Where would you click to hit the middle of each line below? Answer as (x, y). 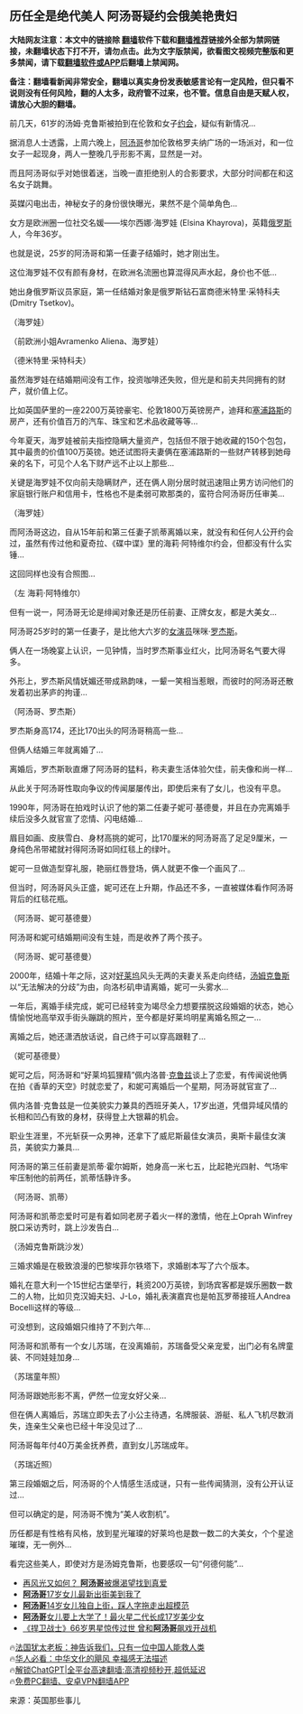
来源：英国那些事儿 (45, 1700)
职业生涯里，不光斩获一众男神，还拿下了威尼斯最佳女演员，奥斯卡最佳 (140, 1135)
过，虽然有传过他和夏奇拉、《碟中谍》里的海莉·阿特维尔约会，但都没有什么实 (151, 543)
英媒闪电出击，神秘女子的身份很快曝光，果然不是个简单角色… (124, 203)
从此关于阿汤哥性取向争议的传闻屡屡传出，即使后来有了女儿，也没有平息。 (147, 787)
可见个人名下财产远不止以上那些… (111, 462)
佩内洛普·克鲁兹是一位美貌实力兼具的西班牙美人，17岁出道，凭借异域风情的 (149, 1105)
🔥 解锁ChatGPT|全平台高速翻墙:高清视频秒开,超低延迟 (108, 1670)
